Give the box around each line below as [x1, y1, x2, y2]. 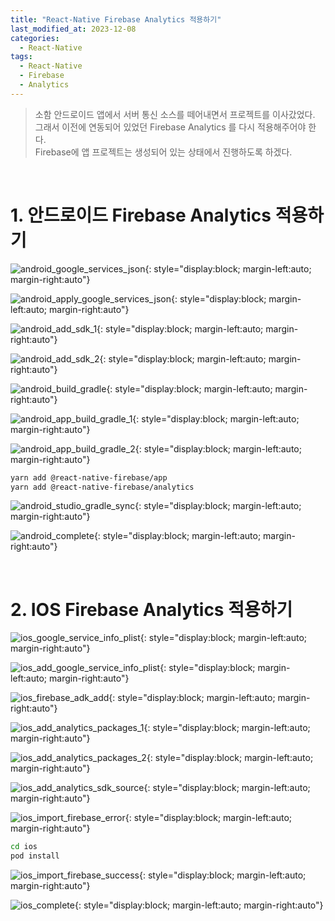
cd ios [10, 842, 38, 852]
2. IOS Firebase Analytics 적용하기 [10, 598, 293, 621]
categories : [10, 33, 60, 43]
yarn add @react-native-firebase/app [10, 472, 168, 483]
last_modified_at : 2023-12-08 [10, 24, 137, 34]
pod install [10, 851, 60, 861]
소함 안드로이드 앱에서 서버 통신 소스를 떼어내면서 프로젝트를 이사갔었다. [34, 108, 316, 120]
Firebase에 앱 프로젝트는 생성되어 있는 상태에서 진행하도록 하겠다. [34, 146, 293, 158]
